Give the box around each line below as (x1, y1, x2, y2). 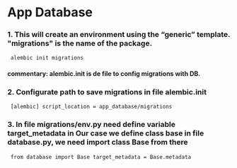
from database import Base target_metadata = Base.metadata (10, 153, 192, 160)
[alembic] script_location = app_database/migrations (10, 103, 173, 111)
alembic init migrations (10, 55, 83, 62)
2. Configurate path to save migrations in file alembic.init (7, 87, 207, 96)
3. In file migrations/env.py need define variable (7, 120, 175, 130)
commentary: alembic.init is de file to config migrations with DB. (7, 69, 201, 78)
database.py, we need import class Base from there (7, 138, 188, 147)
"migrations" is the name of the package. (7, 38, 153, 48)
